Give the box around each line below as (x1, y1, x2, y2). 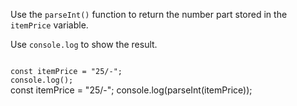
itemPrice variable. (10, 19, 89, 31)
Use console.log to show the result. (10, 39, 158, 50)
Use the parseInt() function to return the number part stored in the (10, 9, 288, 20)
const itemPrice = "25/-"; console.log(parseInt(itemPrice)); (10, 84, 253, 96)
